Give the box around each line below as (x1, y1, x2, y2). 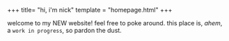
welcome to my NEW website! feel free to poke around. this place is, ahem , (7, 19, 223, 27)
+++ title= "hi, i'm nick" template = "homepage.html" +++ (7, 6, 173, 14)
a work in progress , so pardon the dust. (7, 27, 122, 34)
